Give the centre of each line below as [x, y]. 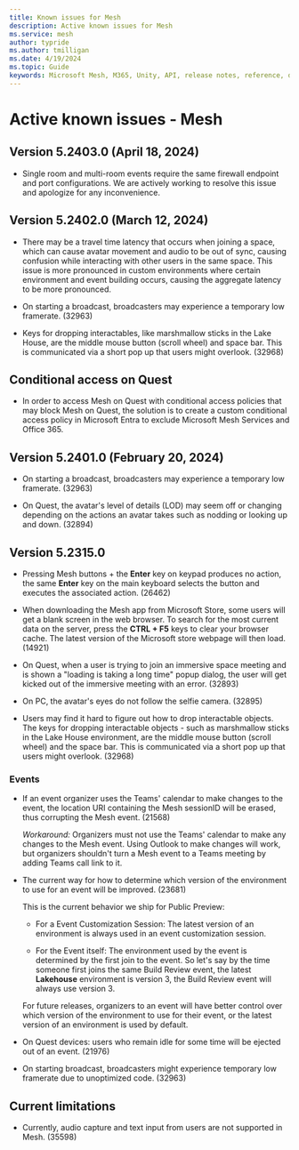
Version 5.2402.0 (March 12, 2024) [109, 220]
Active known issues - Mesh [116, 119]
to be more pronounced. [67, 289]
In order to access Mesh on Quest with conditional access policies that [152, 401]
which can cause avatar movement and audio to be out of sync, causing [154, 251]
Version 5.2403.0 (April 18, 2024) [105, 152]
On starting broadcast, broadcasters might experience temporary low [149, 1069]
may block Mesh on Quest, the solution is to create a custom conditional [154, 411]
